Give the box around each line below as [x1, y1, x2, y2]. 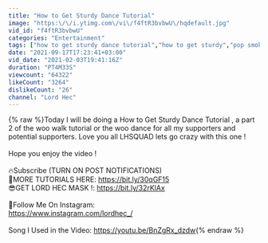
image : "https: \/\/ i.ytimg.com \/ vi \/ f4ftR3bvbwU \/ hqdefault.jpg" [8, 19, 230, 27]
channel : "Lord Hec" [8, 93, 77, 101]
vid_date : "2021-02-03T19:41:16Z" [8, 57, 124, 65]
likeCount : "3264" [8, 78, 69, 86]
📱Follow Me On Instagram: [8, 200, 96, 210]
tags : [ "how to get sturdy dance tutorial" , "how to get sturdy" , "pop [8, 41, 245, 49]
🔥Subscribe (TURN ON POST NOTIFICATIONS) [8, 166, 162, 175]
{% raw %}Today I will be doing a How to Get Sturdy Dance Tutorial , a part [8, 115, 255, 124]
